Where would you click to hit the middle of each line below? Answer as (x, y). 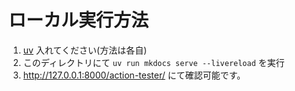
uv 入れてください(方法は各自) (85, 50)
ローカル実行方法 (79, 20)
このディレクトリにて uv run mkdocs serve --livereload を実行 (153, 62)
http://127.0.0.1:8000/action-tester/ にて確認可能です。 (134, 75)
